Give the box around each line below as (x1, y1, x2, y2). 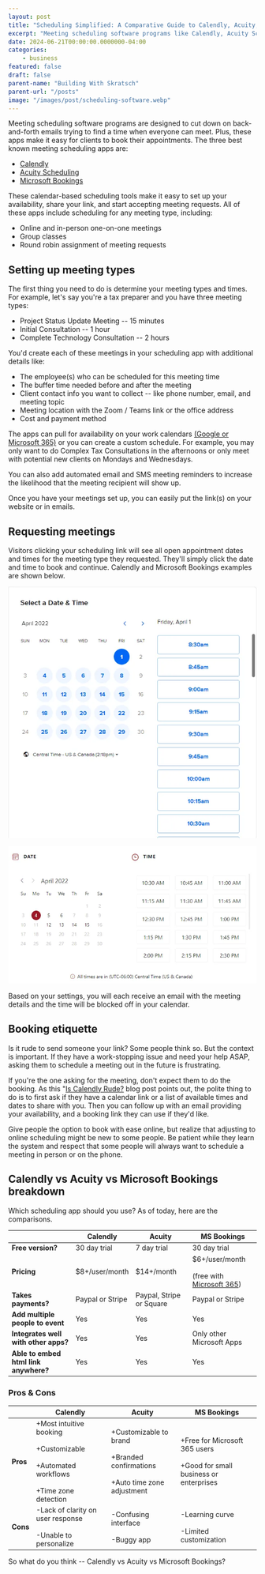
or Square (135, 1298, 168, 1308)
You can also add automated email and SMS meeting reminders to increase (8, 470, 252, 480)
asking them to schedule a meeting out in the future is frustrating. (8, 1060, 222, 1070)
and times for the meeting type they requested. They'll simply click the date (8, 554, 254, 563)
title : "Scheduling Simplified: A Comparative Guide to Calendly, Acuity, (8, 21, 259, 29)
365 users (180, 1444, 215, 1454)
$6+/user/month (192, 1254, 246, 1263)
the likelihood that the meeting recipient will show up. (8, 478, 181, 488)
